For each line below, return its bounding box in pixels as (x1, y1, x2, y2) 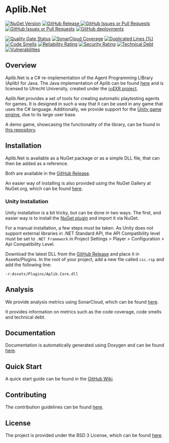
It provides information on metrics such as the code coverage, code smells (5, 308, 162, 314)
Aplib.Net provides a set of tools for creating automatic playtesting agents (5, 95, 160, 101)
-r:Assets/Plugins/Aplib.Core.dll (5, 271, 79, 276)
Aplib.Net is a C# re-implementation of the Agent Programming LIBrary (5, 75, 153, 81)
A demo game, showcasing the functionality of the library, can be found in (5, 121, 160, 128)
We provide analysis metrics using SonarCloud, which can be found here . (5, 299, 159, 305)
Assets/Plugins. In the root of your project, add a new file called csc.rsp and (5, 256, 164, 262)
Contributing (5, 390, 47, 399)
